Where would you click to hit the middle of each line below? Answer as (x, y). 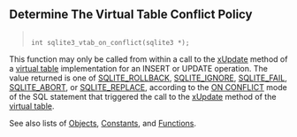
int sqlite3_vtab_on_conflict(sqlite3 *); (110, 42)
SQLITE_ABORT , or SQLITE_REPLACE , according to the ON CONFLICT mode (148, 87)
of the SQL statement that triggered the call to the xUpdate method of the (143, 96)
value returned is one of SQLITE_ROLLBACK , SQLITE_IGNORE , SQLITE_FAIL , (148, 78)
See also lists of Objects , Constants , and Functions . (103, 123)
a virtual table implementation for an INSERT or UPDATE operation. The (138, 68)
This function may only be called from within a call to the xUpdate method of (148, 59)
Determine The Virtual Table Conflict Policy (131, 15)
